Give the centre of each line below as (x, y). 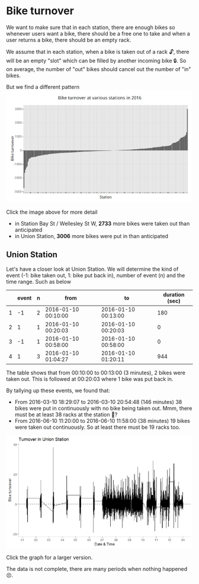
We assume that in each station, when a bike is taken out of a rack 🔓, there (98, 52)
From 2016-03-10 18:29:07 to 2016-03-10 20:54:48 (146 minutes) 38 (98, 402)
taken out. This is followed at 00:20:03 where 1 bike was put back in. (90, 379)
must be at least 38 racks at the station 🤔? (66, 414)
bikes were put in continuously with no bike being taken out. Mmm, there (103, 408)
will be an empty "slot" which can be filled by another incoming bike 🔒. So (96, 60)
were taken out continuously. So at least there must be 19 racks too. (97, 427)
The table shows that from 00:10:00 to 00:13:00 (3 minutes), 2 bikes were (96, 373)
